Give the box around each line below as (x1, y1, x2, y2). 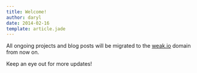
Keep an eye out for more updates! (6, 60, 92, 68)
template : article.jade (6, 25, 66, 32)
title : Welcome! (6, 8, 47, 15)
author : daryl (6, 14, 42, 21)
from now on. (6, 49, 40, 56)
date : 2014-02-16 (6, 20, 50, 26)
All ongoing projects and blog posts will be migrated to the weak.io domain (6, 42, 191, 49)
